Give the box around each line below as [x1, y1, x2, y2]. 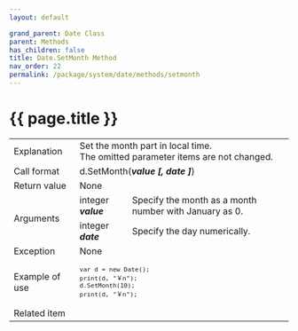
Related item [13, 307, 67, 319]
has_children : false [9, 45, 86, 54]
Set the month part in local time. [79, 139, 213, 152]
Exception [13, 245, 56, 257]
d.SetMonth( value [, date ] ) [79, 165, 195, 177]
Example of [13, 270, 61, 282]
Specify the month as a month [131, 193, 257, 206]
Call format [13, 165, 60, 177]
